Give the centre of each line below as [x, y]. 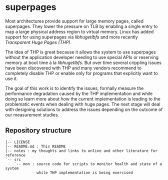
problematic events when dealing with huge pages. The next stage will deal [83, 104]
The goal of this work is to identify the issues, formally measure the [74, 88]
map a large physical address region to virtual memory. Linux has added [79, 31]
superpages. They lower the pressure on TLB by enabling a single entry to [81, 26]
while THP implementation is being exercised [85, 172]
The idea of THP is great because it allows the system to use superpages [80, 52]
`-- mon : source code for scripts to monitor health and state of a [88, 164]
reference [15, 155]
